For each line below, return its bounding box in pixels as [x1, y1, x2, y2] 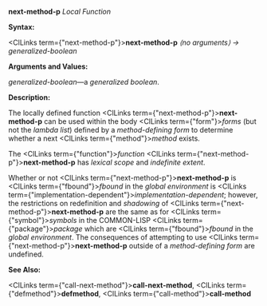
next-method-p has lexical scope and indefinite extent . [23, 157, 206, 167]
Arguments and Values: [8, 62, 88, 71]
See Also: [8, 265, 41, 274]
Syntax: [8, 22, 35, 31]
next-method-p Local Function [8, 7, 112, 16]
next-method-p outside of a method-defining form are [75, 241, 255, 250]
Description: [8, 93, 50, 102]
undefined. [8, 249, 44, 259]
